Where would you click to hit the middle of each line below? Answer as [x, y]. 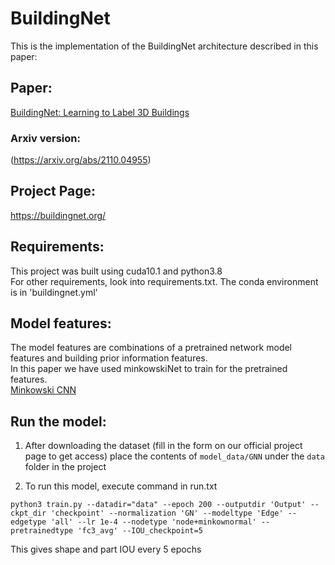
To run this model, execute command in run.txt [121, 486]
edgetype [28, 522]
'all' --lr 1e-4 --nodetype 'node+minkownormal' [153, 522]
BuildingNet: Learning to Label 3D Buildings [100, 112]
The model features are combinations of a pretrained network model [151, 348]
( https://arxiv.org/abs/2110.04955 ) [81, 160]
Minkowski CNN [43, 390]
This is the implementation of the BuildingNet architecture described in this [164, 46]
